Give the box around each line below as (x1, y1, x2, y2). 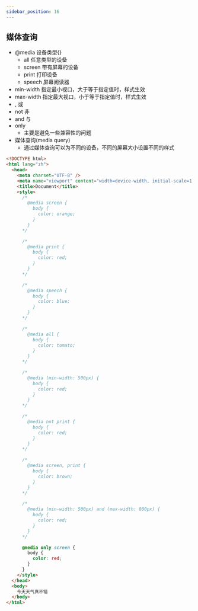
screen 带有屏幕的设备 (23, 63, 79, 71)
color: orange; (37, 211, 76, 217)
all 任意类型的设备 (23, 56, 68, 63)
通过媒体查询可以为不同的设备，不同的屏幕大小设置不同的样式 (23, 144, 175, 151)
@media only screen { (21, 545, 76, 551)
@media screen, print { (27, 463, 86, 469)
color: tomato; (37, 342, 76, 348)
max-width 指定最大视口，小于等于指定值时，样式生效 (14, 93, 147, 101)
